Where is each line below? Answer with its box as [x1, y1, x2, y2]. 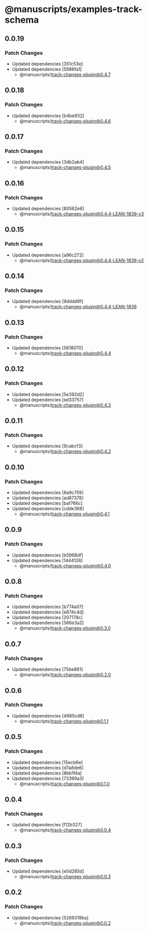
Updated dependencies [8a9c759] [12, 490, 84, 496]
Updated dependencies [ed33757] [12, 397, 84, 403]
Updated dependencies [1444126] [12, 557, 83, 563]
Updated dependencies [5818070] [12, 345, 84, 351]
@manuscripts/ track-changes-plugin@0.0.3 [19, 873, 111, 879]
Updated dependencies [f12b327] [12, 822, 83, 828]
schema [5, 14, 39, 26]
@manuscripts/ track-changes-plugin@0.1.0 [19, 781, 110, 787]
